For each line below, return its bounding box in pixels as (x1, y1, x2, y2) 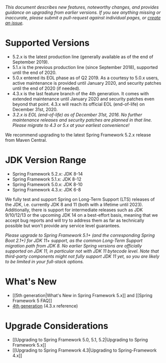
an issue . (5, 20, 24, 26)
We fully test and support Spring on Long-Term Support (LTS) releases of (5, 196, 155, 202)
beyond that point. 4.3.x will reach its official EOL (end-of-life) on (12, 101, 145, 107)
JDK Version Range (5, 155, 87, 166)
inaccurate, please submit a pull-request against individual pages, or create (5, 15, 161, 20)
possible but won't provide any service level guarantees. (5, 223, 120, 229)
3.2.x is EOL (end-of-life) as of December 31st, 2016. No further (12, 112, 142, 118)
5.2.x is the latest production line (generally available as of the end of (12, 54, 154, 60)
